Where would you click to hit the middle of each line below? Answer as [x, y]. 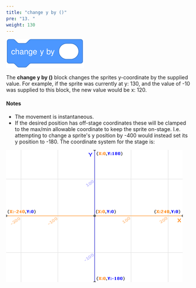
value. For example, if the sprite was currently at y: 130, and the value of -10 [98, 84]
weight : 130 [21, 25]
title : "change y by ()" [36, 12]
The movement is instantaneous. [54, 116]
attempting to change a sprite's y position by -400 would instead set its [101, 135]
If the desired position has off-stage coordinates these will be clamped [100, 123]
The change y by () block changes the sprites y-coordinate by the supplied [97, 78]
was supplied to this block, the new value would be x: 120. [77, 90]
